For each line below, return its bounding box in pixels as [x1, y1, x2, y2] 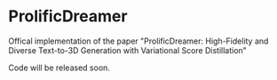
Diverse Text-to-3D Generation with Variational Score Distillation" [8, 44, 248, 55]
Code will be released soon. [8, 62, 110, 73]
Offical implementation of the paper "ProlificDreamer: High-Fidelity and [8, 36, 269, 46]
